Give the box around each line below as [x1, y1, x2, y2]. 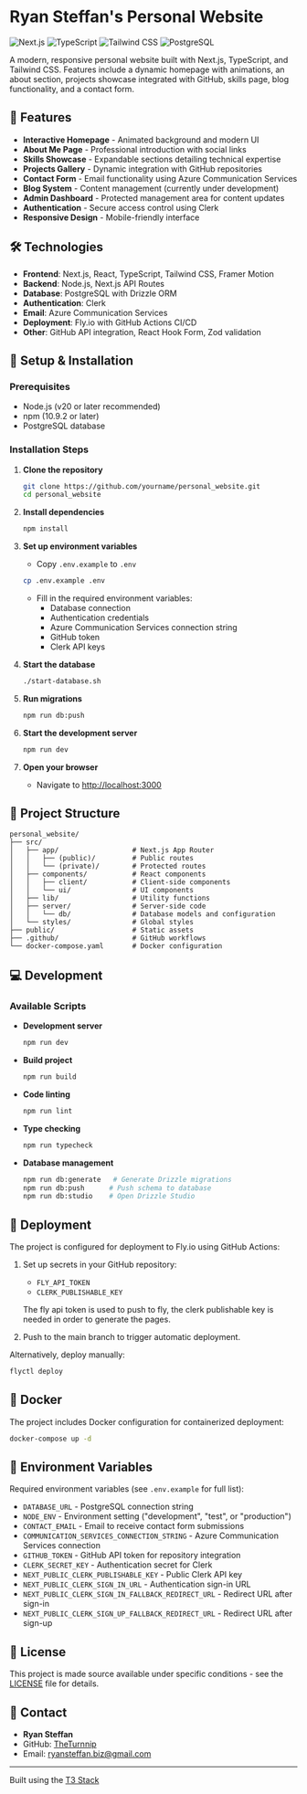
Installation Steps [9, 443, 90, 456]
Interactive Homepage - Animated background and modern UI [22, 134, 259, 145]
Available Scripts [9, 999, 87, 1012]
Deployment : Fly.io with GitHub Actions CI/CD [22, 317, 197, 328]
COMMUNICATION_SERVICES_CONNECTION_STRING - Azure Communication [22, 1530, 279, 1541]
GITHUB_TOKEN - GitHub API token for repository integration [22, 1550, 241, 1561]
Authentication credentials [49, 612, 149, 623]
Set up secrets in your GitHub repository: [22, 1259, 177, 1271]
